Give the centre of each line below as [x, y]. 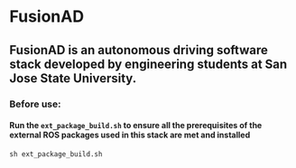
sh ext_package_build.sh [56, 154]
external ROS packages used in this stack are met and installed [130, 135]
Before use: [35, 104]
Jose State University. [73, 78]
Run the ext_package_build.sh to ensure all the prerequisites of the [136, 126]
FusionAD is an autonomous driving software [139, 50]
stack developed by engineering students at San [148, 64]
